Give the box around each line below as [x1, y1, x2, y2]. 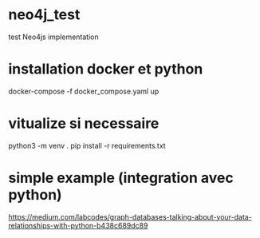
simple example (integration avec [8, 169, 234, 187]
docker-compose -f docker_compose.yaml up [8, 86, 160, 96]
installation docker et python [8, 60, 203, 78]
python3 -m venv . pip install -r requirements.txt [8, 141, 166, 150]
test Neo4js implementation [8, 32, 100, 42]
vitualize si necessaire [8, 114, 160, 133]
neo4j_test [8, 6, 81, 24]
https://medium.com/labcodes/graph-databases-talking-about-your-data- [8, 212, 253, 221]
